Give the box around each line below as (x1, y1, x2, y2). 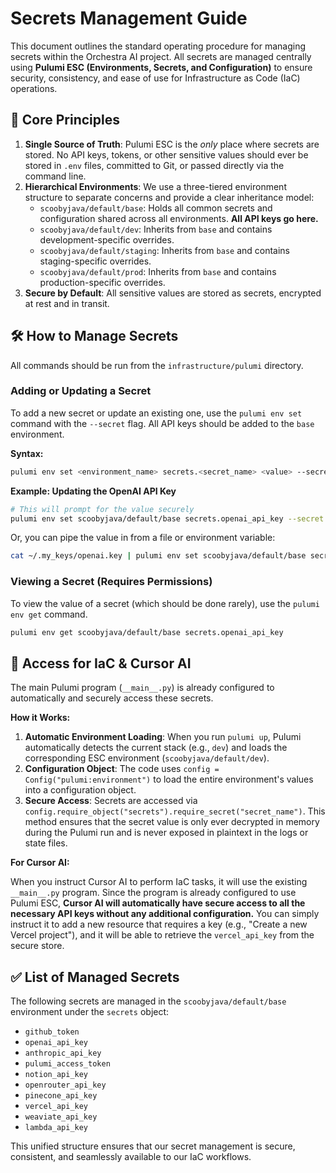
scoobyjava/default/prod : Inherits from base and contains (39, 265, 277, 277)
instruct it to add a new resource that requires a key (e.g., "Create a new (10, 918, 308, 931)
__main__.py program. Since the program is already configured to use (10, 887, 297, 899)
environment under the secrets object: (10, 1006, 170, 1018)
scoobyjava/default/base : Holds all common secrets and (39, 202, 273, 214)
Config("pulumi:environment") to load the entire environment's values (24, 773, 314, 786)
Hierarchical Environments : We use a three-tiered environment (24, 180, 287, 192)
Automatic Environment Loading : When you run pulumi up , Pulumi (24, 731, 302, 743)
